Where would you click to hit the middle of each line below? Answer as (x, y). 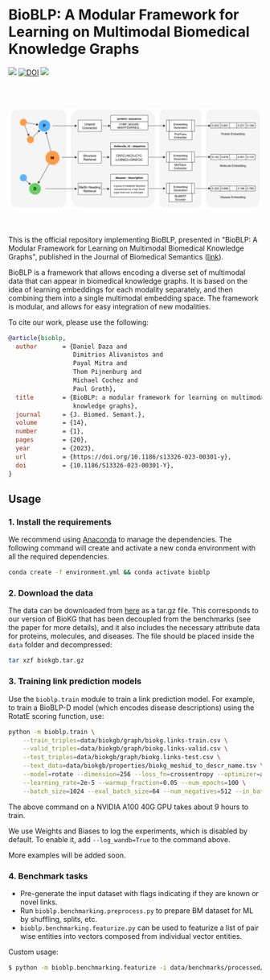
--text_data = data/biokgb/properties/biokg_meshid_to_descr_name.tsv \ (143, 766)
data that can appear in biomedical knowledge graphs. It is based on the (128, 280)
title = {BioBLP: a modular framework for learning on (122, 397)
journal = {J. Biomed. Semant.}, (81, 414)
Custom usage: (33, 952)
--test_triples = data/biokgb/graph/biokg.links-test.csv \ (122, 758)
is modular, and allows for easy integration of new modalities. (110, 306)
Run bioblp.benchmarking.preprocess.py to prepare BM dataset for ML (137, 910)
